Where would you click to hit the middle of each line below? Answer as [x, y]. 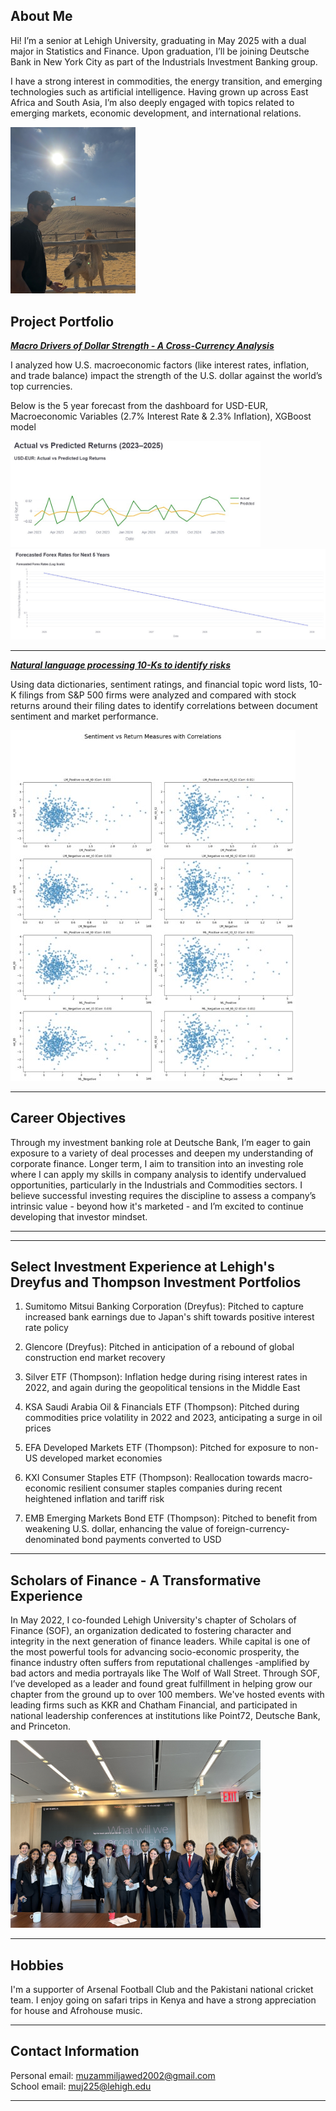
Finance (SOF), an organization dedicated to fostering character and [151, 1631]
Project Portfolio [62, 321]
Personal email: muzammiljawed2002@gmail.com [113, 2075]
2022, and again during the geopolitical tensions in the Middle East [162, 1388]
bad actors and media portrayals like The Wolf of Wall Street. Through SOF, [165, 1673]
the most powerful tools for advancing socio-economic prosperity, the [155, 1652]
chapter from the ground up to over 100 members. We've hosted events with [167, 1695]
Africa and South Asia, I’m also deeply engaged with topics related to [152, 102]
